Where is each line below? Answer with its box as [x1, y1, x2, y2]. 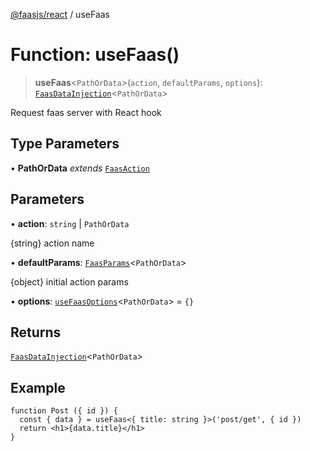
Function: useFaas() [10, 44, 180, 66]
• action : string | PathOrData [10, 217, 130, 229]
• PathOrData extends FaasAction [10, 162, 150, 174]
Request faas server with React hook [10, 106, 162, 118]
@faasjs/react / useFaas [10, 9, 110, 20]
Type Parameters [10, 135, 120, 153]
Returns [10, 324, 62, 341]
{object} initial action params [10, 275, 129, 288]
